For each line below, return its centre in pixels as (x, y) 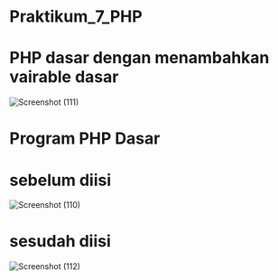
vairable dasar (64, 77)
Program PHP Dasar (85, 139)
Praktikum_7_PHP (76, 17)
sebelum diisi (60, 180)
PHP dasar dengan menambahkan (139, 58)
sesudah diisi (60, 242)
